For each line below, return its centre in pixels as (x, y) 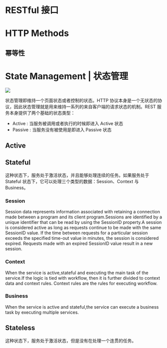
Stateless (20, 328)
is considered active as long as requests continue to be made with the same (83, 228)
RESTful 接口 (32, 10)
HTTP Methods (37, 33)
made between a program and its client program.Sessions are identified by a (84, 217)
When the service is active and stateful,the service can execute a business (82, 307)
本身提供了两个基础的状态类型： (42, 113)
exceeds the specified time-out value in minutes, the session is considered (82, 238)
